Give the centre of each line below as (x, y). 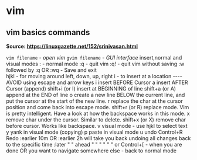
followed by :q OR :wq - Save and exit (51, 70)
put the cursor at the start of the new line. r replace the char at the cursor (94, 101)
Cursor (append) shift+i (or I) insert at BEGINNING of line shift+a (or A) (91, 88)
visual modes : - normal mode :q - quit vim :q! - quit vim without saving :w (95, 64)
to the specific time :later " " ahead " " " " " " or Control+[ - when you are (94, 145)
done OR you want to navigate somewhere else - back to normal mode (91, 151)
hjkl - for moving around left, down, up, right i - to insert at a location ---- (94, 76)
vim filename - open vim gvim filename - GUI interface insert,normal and (94, 58)
